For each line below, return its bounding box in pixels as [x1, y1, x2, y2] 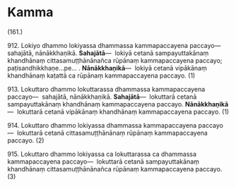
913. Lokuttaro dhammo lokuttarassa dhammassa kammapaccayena [7, 85, 206, 93]
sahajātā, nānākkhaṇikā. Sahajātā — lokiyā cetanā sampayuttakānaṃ [7, 49, 209, 57]
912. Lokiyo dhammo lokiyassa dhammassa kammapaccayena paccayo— [7, 41, 221, 49]
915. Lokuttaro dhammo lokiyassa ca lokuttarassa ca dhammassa [7, 150, 196, 158]
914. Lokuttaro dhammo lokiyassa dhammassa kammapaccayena [7, 121, 197, 129]
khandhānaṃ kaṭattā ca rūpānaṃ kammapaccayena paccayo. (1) [7, 71, 196, 80]
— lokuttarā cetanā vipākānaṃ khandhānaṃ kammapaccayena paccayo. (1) [7, 107, 230, 116]
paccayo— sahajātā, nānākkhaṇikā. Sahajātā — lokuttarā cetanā [7, 92, 197, 101]
